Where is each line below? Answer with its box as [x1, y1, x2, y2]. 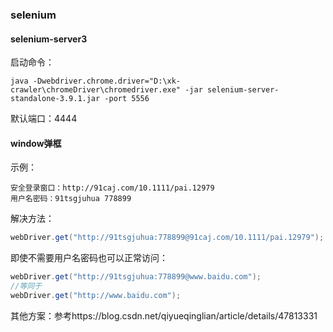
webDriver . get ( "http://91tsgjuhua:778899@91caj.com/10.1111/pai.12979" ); [10, 233, 325, 243]
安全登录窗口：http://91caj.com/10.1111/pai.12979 [10, 183, 215, 193]
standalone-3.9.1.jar [10, 94, 101, 104]
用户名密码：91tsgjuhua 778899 [10, 194, 132, 204]
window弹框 [10, 137, 62, 149]
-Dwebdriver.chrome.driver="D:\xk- [32, 76, 182, 87]
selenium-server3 [10, 33, 88, 45]
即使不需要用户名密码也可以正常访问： [10, 252, 168, 264]
